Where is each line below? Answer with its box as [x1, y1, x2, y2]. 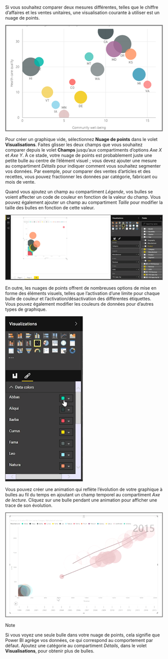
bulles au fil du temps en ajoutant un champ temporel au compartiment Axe [5, 491, 160, 497]
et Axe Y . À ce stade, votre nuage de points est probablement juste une [5, 153, 152, 159]
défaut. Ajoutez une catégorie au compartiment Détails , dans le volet [5, 642, 147, 649]
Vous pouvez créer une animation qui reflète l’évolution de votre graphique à [5, 486, 162, 492]
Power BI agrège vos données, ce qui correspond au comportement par [5, 637, 153, 643]
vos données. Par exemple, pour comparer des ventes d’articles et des [5, 168, 151, 175]
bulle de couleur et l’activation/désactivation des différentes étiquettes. [5, 296, 151, 302]
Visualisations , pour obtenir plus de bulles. [5, 648, 94, 654]
